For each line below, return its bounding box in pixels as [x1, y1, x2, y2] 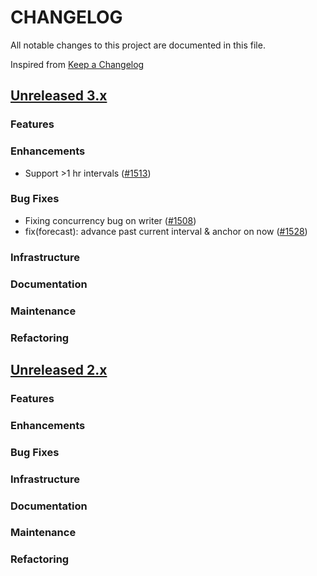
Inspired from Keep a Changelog [10, 58, 145, 70]
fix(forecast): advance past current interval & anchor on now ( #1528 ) [24, 225, 308, 237]
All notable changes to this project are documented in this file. [10, 39, 266, 51]
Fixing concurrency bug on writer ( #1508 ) [24, 214, 197, 226]
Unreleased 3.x [10, 87, 108, 105]
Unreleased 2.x [10, 361, 108, 378]
